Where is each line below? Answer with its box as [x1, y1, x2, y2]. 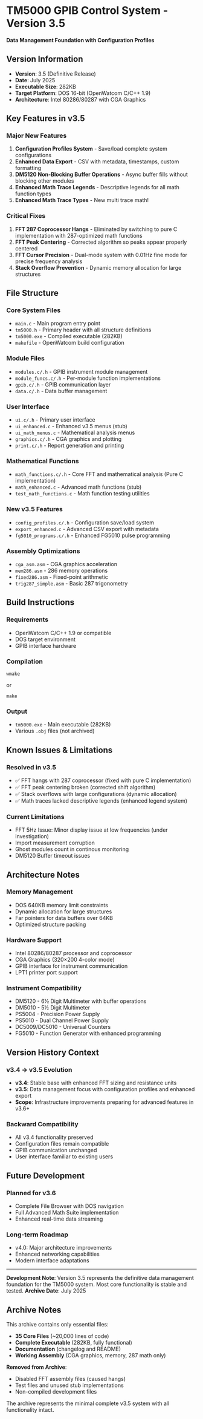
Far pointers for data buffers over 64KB [14, 914, 114, 921]
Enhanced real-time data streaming [14, 1215, 103, 1222]
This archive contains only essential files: [6, 1321, 109, 1328]
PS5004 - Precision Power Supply [14, 1011, 100, 1018]
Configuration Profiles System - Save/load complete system [14, 145, 167, 152]
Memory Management [6, 887, 73, 896]
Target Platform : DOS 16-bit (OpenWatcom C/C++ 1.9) [14, 89, 151, 97]
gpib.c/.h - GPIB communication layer [14, 380, 111, 388]
